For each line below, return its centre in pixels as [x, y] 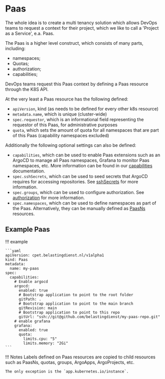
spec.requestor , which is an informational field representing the [78, 119]
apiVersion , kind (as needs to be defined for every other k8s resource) [86, 109]
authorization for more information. [49, 198]
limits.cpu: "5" [40, 339]
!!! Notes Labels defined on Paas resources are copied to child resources [80, 357]
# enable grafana [32, 321]
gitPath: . [30, 299]
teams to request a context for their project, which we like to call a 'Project [82, 28]
